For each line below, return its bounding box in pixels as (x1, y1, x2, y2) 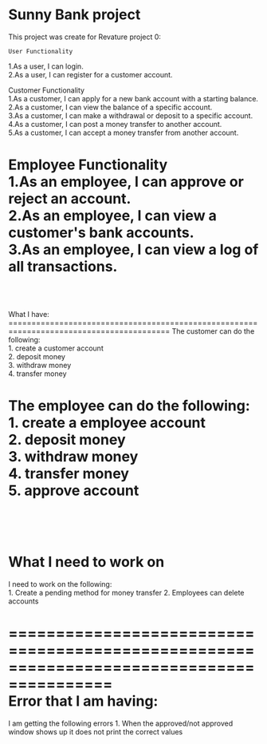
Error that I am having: (8, 692, 159, 710)
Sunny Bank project (8, 6, 141, 24)
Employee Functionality (8, 156, 168, 174)
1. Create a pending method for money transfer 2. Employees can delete (8, 588, 245, 597)
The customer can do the (171, 326, 255, 336)
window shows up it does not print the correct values (8, 726, 183, 736)
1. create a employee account (8, 414, 206, 432)
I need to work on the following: (8, 579, 112, 588)
